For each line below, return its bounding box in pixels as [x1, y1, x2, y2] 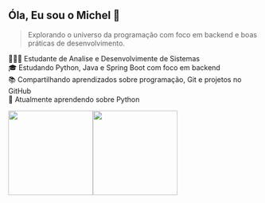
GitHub [8, 86, 32, 96]
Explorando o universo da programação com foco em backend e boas [27, 29, 257, 39]
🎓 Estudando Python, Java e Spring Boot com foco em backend [8, 62, 220, 72]
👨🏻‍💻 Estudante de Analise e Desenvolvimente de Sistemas [8, 53, 201, 63]
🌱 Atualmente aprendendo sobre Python [8, 94, 140, 104]
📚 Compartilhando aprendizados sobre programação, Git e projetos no [8, 74, 242, 84]
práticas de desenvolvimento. [27, 38, 126, 48]
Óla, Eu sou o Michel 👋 [8, 9, 121, 22]
